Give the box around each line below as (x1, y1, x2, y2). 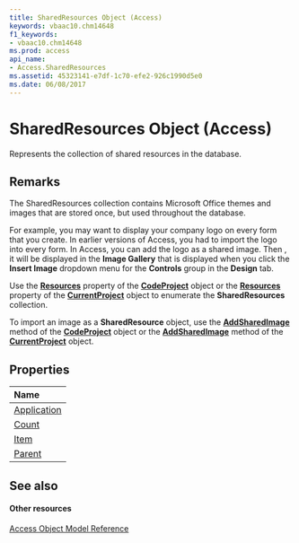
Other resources (9, 504, 72, 514)
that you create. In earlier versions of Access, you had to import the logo (9, 234, 277, 245)
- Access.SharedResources (9, 64, 106, 73)
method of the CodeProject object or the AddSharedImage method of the (9, 327, 284, 337)
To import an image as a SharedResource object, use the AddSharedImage (9, 317, 290, 328)
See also (9, 477, 58, 494)
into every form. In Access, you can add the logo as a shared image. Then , (9, 244, 287, 255)
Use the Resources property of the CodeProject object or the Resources (9, 280, 281, 292)
